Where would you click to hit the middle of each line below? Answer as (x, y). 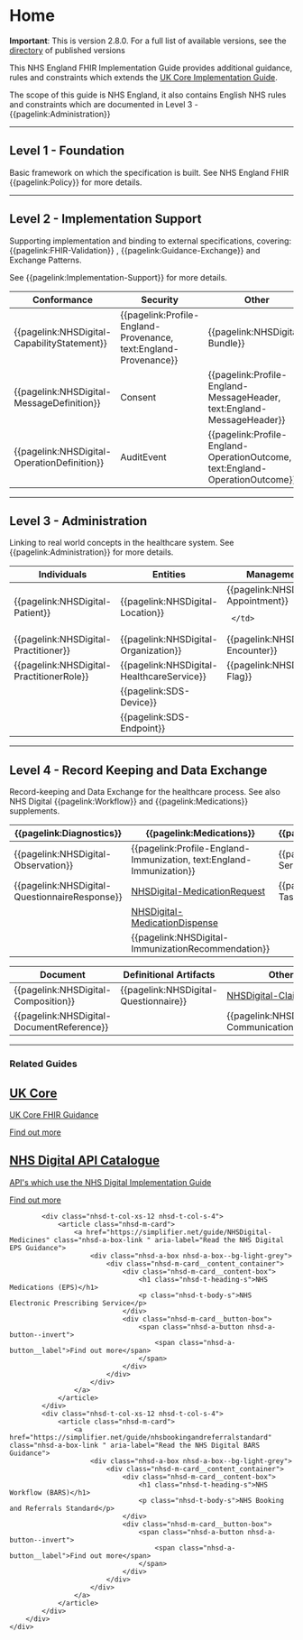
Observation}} (44, 865)
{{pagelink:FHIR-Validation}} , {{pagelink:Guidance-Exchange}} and (135, 250)
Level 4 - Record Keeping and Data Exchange (138, 770)
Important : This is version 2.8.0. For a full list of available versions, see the (148, 41)
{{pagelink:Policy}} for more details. (76, 182)
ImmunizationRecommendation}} (200, 949)
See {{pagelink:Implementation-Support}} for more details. (119, 277)
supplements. (35, 811)
